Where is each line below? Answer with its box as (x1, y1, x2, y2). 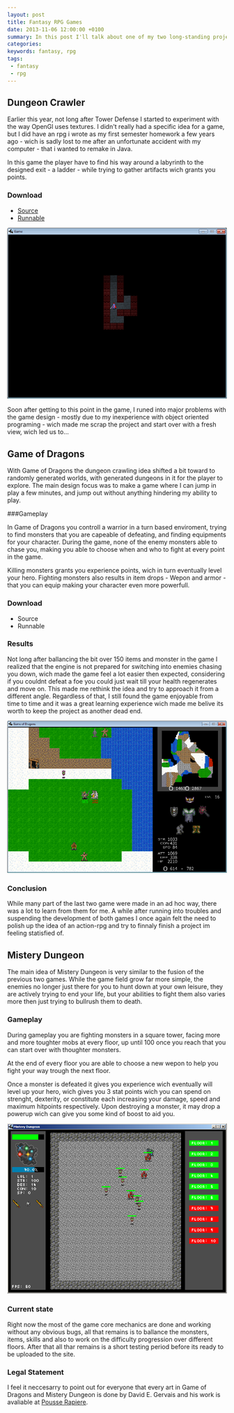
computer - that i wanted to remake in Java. (7, 145, 133, 153)
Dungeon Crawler (7, 97, 86, 109)
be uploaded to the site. (7, 1350, 75, 1358)
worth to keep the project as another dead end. (7, 706, 143, 715)
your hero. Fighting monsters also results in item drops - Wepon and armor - (7, 573, 226, 582)
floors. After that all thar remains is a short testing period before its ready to (7, 1342, 224, 1351)
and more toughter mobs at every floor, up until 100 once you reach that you (7, 1038, 226, 1047)
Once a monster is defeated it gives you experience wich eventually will (7, 1080, 213, 1088)
